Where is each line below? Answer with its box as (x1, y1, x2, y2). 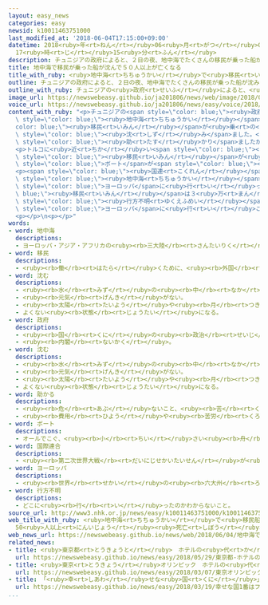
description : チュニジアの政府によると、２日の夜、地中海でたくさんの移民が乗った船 (8, 57, 257, 65)
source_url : (8, 508, 48, 517)
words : (8, 219, 30, 227)
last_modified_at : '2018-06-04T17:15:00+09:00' (8, 34, 170, 42)
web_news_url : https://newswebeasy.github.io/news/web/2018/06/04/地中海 (8, 532, 255, 540)
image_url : (8, 93, 45, 101)
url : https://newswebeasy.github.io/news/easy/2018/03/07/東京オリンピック (15, 568, 263, 576)
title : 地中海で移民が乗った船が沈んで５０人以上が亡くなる (8, 64, 182, 72)
